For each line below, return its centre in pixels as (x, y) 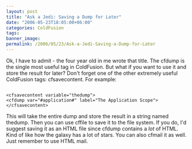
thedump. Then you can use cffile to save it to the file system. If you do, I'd (96, 122)
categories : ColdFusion (35, 28)
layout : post (22, 11)
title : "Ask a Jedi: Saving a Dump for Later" (64, 17)
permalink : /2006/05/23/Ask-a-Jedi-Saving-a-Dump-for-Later (81, 44)
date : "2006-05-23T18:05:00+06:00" (49, 22)
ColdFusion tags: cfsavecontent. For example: (61, 79)
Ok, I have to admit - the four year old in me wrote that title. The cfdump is (95, 60)
